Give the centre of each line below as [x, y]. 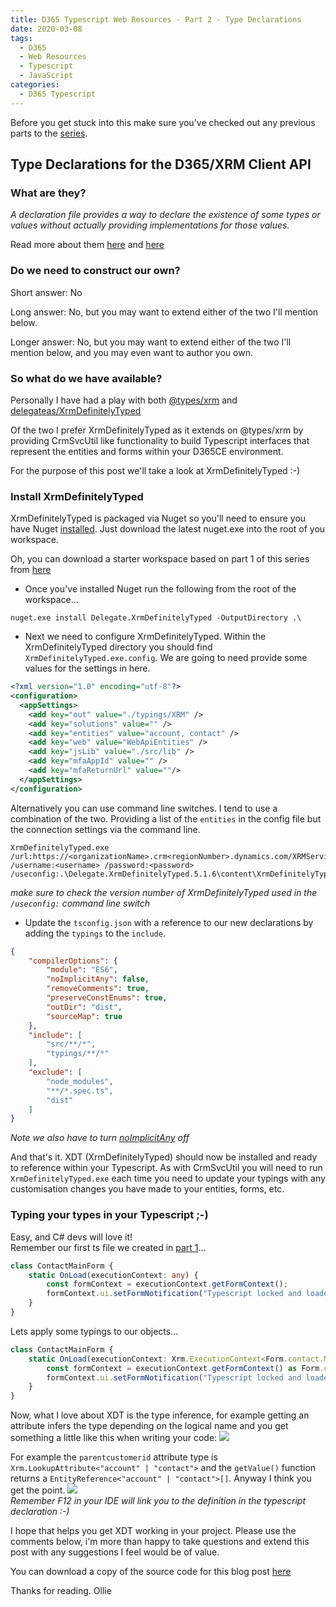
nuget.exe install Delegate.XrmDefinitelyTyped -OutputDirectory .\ [156, 618]
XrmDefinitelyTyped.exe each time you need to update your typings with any [168, 1178]
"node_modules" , [80, 1081]
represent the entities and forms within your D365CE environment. [147, 451]
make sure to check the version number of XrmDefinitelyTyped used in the [164, 892]
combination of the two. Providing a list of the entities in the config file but [166, 818]
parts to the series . [49, 133]
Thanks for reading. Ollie [61, 1591]
